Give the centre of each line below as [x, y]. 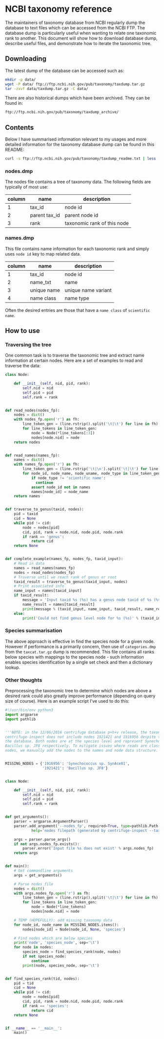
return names [27, 496]
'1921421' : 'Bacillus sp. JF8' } [75, 768]
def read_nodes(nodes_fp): [32, 410]
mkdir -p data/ [20, 79]
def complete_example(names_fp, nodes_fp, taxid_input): [64, 559]
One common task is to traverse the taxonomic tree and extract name [75, 355]
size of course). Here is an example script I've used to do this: [67, 701]
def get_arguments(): [27, 817]
